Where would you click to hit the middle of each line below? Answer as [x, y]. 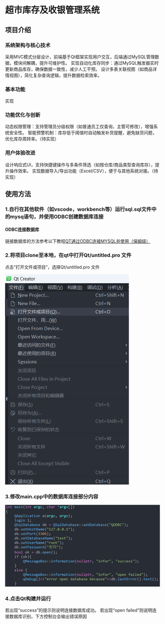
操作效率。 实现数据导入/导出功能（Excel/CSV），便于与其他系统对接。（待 [84, 171]
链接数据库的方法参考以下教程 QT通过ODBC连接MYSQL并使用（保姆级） [78, 241]
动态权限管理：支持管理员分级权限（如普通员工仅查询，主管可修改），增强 [79, 127]
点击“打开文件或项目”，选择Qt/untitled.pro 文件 [52, 267]
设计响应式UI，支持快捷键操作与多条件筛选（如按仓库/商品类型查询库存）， [80, 165]
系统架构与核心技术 [28, 45]
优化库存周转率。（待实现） [32, 139]
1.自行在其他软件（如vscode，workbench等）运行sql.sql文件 [78, 209]
